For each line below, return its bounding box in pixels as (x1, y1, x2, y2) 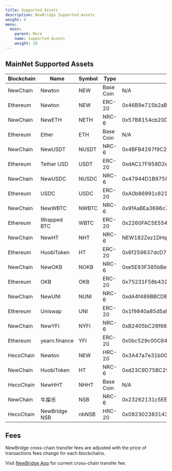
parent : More (14, 31, 42, 36)
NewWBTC (40, 204, 67, 211)
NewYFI (40, 322, 60, 329)
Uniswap (40, 308, 62, 315)
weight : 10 (14, 41, 38, 46)
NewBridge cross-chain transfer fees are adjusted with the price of (5, 445, 147, 451)
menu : (5, 22, 17, 27)
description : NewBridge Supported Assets (5, 12, 95, 17)
